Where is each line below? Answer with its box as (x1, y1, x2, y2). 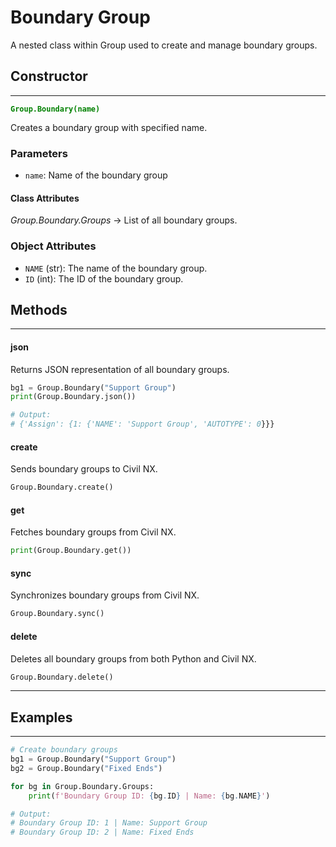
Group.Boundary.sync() (10, 609, 105, 619)
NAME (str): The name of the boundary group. (24, 262, 208, 274)
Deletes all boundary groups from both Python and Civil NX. (10, 652, 257, 665)
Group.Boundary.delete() (10, 672, 114, 682)
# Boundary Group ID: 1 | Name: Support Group (10, 818, 208, 828)
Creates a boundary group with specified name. (10, 121, 208, 133)
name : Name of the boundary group (24, 169, 168, 181)
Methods (10, 301, 68, 318)
